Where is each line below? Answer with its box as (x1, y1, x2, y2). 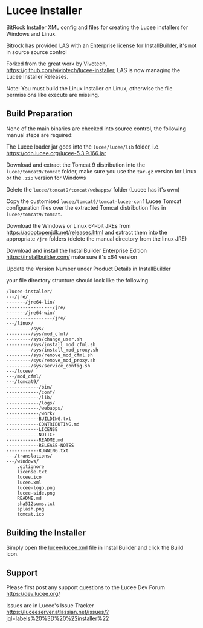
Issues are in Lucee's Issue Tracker (6, 602, 94, 609)
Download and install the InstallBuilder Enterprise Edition (6, 247, 147, 254)
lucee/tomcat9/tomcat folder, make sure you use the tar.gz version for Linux (6, 167, 197, 175)
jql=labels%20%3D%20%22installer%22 (6, 615, 109, 622)
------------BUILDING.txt (6, 416, 71, 422)
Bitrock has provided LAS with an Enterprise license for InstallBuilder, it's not (6, 42, 197, 49)
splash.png (17, 506, 45, 512)
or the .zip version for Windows (6, 174, 86, 181)
